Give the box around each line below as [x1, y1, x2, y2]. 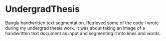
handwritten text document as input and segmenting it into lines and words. [5, 30, 161, 36]
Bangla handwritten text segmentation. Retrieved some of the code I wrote [5, 20, 159, 26]
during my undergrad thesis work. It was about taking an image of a [5, 25, 145, 31]
